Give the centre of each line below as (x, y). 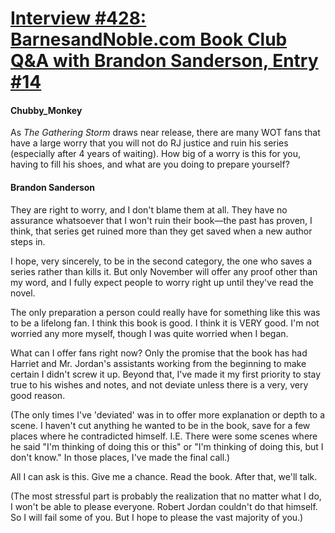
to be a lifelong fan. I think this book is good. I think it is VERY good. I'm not (165, 323)
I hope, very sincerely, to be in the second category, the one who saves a (161, 261)
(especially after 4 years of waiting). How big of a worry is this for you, (156, 154)
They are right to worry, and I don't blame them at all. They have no (149, 209)
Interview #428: (78, 18)
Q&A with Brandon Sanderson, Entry (164, 61)
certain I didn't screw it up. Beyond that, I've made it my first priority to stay (166, 374)
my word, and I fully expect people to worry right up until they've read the (162, 282)
